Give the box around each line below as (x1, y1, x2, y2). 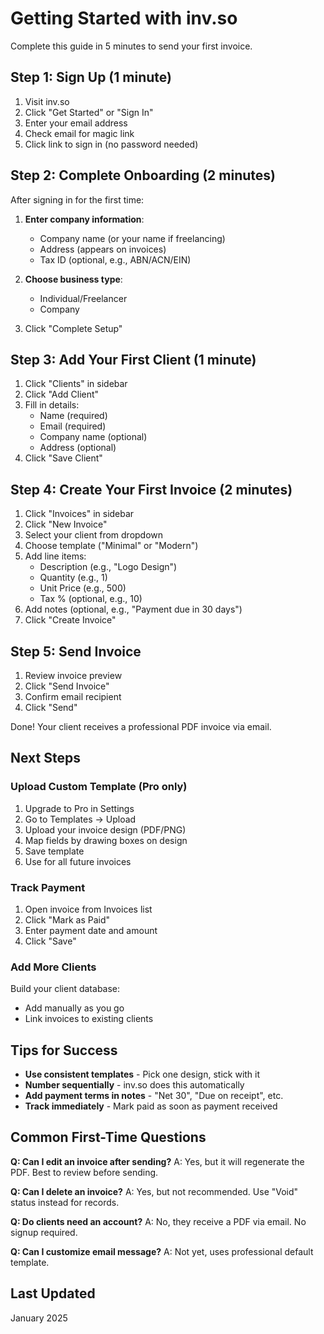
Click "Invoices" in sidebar (24, 508, 135, 520)
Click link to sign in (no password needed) (24, 138, 199, 150)
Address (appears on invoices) (39, 243, 167, 255)
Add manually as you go (24, 1002, 125, 1014)
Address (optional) (39, 442, 117, 454)
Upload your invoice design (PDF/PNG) (24, 823, 187, 836)
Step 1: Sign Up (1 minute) (10, 69, 172, 86)
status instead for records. (10, 1196, 120, 1208)
